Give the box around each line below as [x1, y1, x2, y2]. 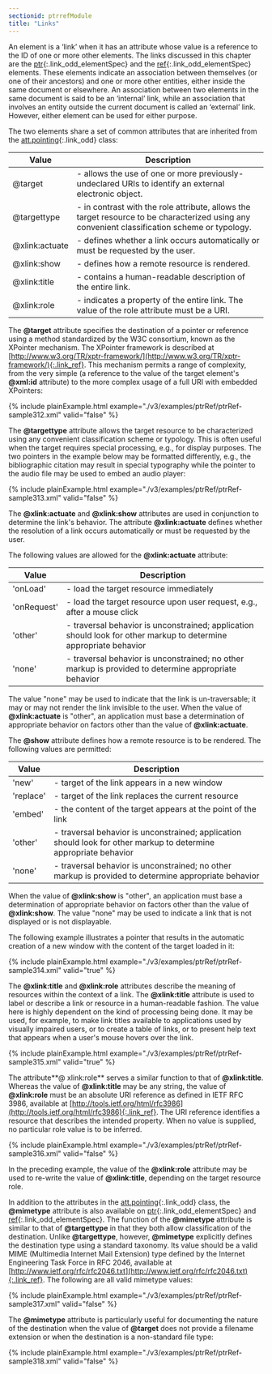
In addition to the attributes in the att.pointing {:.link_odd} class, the [8, 1197, 231, 1207]
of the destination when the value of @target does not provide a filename [8, 1323, 254, 1333]
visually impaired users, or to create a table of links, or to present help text [8, 1024, 257, 1034]
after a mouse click [66, 606, 139, 617]
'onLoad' [12, 582, 46, 594]
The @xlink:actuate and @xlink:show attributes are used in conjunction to [8, 508, 259, 518]
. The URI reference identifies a [156, 1107, 261, 1116]
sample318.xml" [8, 1356, 62, 1366]
